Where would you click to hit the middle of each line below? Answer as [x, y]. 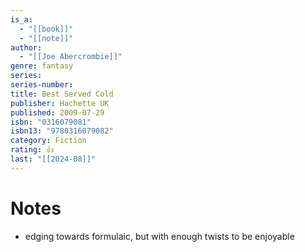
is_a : [21, 19]
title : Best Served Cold [62, 94]
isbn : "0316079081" [51, 122]
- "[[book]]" [46, 29]
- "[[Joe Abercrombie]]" [71, 57]
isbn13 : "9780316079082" [62, 131]
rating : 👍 [32, 150]
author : [26, 47]
